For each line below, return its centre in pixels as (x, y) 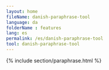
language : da (22, 22)
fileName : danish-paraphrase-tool (48, 17)
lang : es (17, 33)
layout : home (22, 11)
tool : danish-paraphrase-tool (43, 44)
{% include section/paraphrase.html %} (54, 60)
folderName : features (34, 28)
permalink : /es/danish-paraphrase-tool (55, 38)
